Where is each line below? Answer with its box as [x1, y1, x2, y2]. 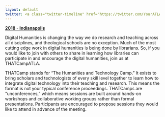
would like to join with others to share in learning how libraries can [5, 50, 139, 56]
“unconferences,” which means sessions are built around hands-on [5, 91, 141, 97]
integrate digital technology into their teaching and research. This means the [5, 80, 160, 86]
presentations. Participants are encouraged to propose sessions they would [5, 101, 159, 107]
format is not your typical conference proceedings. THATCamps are [5, 85, 142, 91]
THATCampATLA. [5, 60, 41, 66]
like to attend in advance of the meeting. [5, 106, 87, 112]
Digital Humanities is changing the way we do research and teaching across [5, 35, 159, 40]
